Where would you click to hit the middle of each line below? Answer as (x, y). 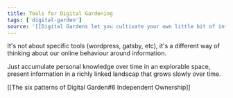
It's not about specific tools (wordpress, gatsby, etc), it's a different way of (114, 46)
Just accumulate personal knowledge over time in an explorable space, (109, 67)
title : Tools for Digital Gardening (60, 13)
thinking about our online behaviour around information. (87, 53)
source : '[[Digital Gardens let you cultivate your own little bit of (111, 26)
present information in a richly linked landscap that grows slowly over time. (114, 74)
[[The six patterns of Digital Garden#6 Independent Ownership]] (99, 88)
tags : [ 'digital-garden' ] (44, 20)
